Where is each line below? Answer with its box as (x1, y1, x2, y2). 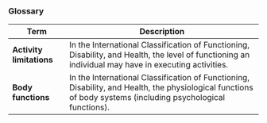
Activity (12, 44, 43, 56)
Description (139, 26, 185, 37)
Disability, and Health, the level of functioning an (68, 49, 250, 60)
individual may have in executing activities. (68, 60, 229, 71)
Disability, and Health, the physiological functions (68, 82, 253, 93)
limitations (12, 54, 53, 65)
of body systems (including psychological (68, 92, 225, 103)
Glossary (8, 6, 44, 17)
